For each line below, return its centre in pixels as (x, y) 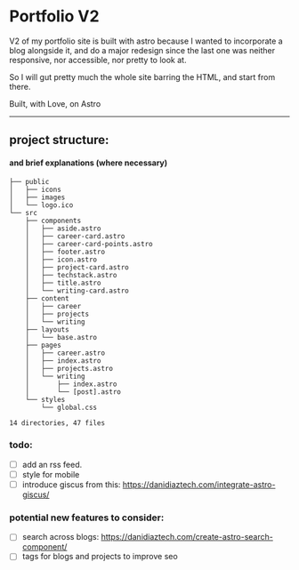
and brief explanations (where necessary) (89, 163)
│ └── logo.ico (41, 205)
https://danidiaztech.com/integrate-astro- (199, 484)
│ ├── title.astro (63, 283)
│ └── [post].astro (73, 392)
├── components (53, 221)
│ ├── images (37, 197)
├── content (47, 298)
